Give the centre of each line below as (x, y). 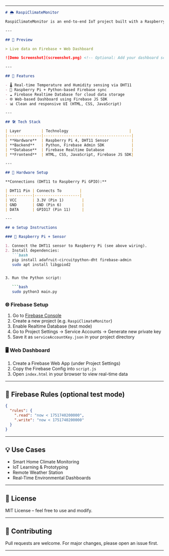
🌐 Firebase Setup (27, 304)
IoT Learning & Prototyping (40, 467)
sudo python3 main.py (34, 292)
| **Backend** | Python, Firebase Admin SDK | (70, 145)
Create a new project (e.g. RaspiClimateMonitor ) (62, 321)
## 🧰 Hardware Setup (27, 173)
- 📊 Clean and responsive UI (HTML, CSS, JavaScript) (63, 104)
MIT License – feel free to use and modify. (49, 511)
